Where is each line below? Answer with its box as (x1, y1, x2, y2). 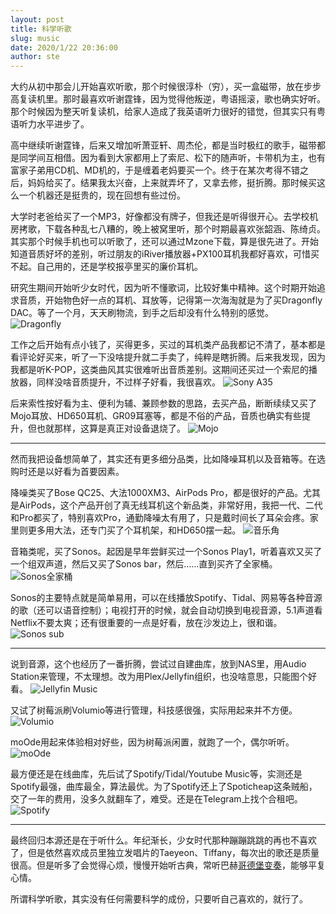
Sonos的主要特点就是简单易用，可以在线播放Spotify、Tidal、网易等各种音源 (10, 592, 323, 604)
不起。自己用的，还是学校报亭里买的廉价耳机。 (10, 261, 203, 273)
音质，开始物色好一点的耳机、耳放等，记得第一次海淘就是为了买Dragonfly (18, 294, 323, 306)
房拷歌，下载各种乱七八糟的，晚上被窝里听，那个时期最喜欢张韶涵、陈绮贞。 (10, 223, 326, 235)
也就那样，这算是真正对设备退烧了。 (36, 422, 186, 435)
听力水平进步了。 (18, 118, 90, 130)
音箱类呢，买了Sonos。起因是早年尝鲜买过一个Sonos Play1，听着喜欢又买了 (10, 546, 323, 558)
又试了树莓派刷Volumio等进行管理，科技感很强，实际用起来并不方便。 (10, 704, 298, 716)
